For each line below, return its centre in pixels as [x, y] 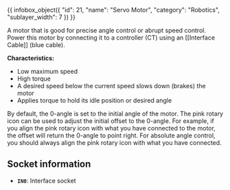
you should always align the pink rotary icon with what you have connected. [114, 142]
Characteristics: [31, 58]
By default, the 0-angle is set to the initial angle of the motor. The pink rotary [115, 113]
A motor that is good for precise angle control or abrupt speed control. [106, 30]
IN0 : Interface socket [47, 180]
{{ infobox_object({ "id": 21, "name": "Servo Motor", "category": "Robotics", [113, 10]
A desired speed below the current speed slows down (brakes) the [111, 86]
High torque [34, 79]
